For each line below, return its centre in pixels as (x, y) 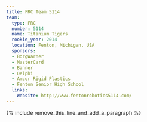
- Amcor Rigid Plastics (41, 79)
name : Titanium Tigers (40, 34)
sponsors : (24, 51)
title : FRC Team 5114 (33, 12)
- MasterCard (28, 62)
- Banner (22, 68)
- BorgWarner (28, 56)
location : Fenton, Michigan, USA (53, 46)
